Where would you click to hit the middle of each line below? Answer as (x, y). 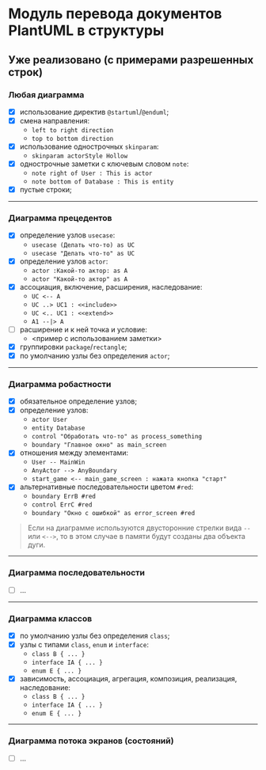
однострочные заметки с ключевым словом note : (104, 164)
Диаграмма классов (50, 618)
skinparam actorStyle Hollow (80, 156)
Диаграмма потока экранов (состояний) (91, 741)
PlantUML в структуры (86, 30)
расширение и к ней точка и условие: (84, 329)
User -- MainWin (58, 463)
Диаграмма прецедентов (60, 218)
